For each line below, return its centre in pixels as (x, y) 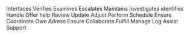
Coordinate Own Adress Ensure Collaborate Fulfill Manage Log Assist (92, 21)
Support (16, 27)
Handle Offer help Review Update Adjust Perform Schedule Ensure (89, 15)
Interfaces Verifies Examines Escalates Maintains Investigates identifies (95, 9)
